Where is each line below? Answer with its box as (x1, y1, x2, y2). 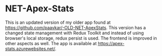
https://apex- (98, 40, 125, 46)
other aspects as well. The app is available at (5, 40, 97, 46)
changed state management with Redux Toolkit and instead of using (5, 30, 144, 36)
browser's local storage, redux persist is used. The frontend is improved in (5, 35, 157, 41)
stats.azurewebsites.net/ (5, 46, 55, 52)
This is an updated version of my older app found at (5, 19, 111, 25)
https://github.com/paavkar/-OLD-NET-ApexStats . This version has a (5, 24, 146, 30)
